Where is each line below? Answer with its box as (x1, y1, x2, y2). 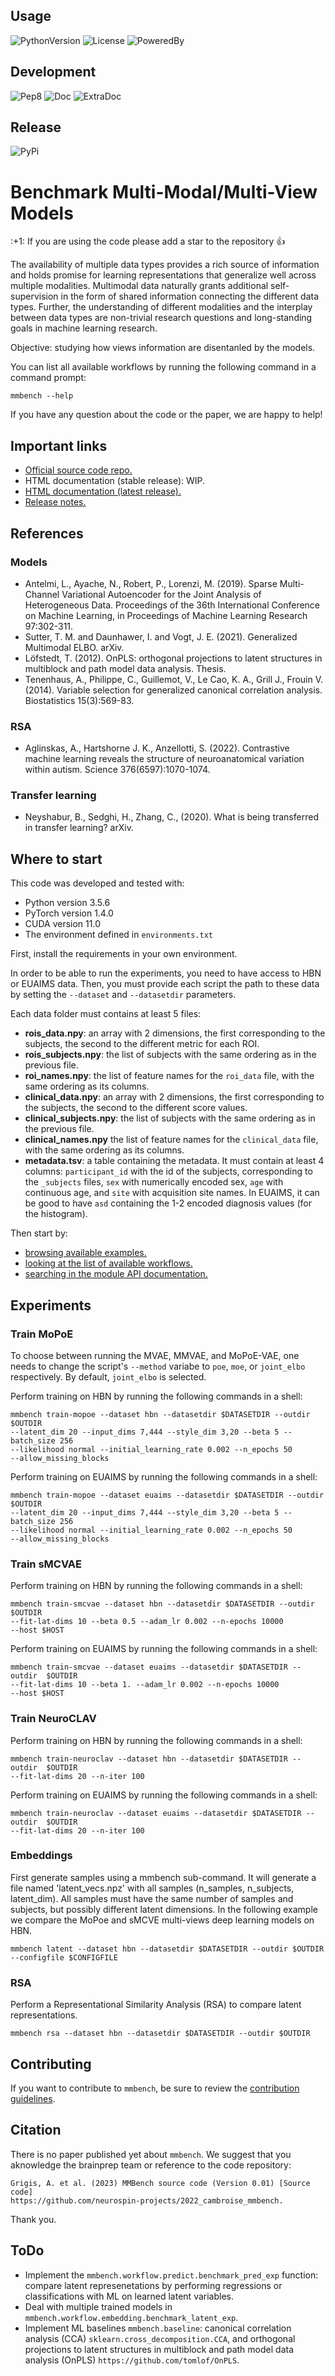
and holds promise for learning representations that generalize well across (10, 269, 317, 281)
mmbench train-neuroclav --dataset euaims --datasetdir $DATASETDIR (10, 1808, 302, 1818)
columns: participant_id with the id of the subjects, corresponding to (24, 1165, 313, 1178)
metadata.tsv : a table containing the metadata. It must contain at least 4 (24, 1155, 325, 1167)
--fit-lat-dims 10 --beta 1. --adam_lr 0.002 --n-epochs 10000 (10, 1680, 280, 1690)
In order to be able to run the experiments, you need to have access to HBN (10, 967, 322, 979)
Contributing (10, 2055, 92, 2073)
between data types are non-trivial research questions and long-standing (10, 312, 313, 324)
